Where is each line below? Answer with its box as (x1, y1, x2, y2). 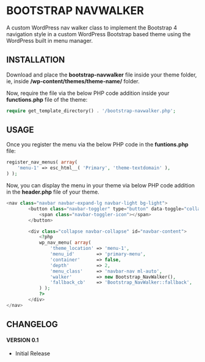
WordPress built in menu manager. (6, 37, 93, 44)
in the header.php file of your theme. (6, 188, 99, 196)
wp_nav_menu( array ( (38, 239, 92, 246)
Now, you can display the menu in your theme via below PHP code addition (6, 182, 195, 189)
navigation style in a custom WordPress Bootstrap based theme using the (6, 30, 191, 37)
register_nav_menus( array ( (6, 159, 78, 165)
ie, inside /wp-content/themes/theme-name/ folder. (6, 77, 140, 85)
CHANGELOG (6, 319, 58, 330)
